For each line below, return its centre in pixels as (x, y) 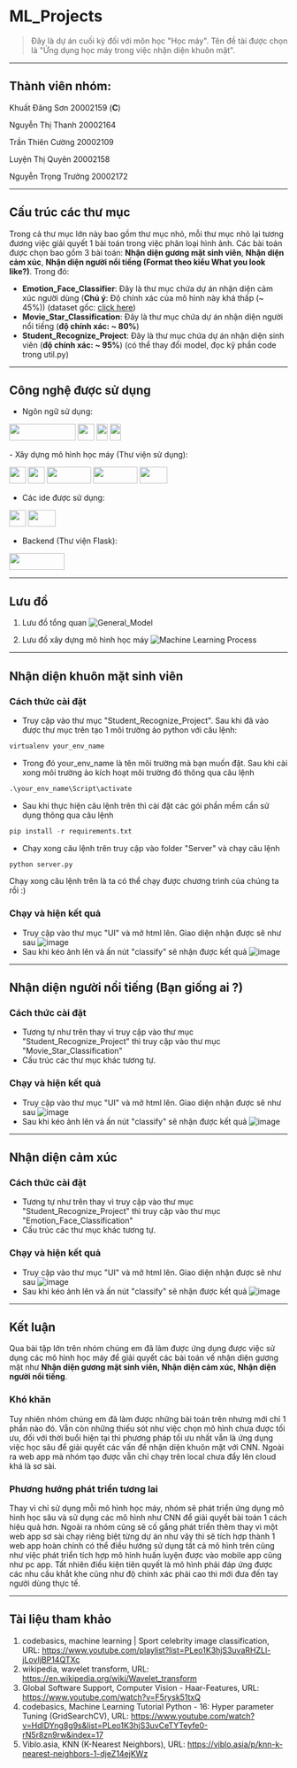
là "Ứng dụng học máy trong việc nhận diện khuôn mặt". (133, 50)
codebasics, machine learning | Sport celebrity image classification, (145, 1641)
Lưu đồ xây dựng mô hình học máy (85, 640)
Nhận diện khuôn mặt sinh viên (96, 676)
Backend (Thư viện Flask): (69, 541)
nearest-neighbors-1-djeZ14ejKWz (85, 1753)
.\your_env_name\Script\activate (71, 788)
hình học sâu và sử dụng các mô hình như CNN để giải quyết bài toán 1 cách (148, 1518)
